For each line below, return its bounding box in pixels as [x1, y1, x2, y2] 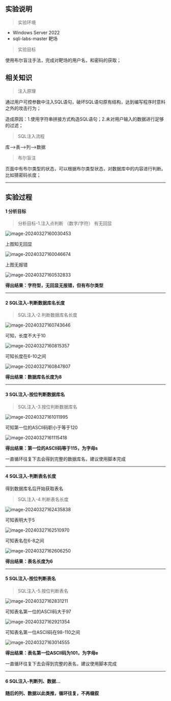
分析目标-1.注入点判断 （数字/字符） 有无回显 [17, 220, 112, 226]
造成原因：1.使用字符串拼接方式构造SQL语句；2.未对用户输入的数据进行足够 [5, 116, 164, 122]
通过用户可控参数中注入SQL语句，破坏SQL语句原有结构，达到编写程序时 [5, 99, 157, 105]
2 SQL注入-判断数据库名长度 [5, 300, 65, 306]
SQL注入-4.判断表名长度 [17, 496, 69, 502]
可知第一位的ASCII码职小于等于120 [5, 424, 78, 430]
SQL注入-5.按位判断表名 [17, 588, 69, 594]
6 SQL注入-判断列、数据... [5, 678, 61, 684]
